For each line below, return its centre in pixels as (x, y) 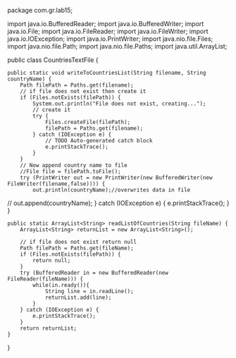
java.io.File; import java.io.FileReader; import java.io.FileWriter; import (108, 31)
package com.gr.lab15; (40, 10)
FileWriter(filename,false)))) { (56, 184)
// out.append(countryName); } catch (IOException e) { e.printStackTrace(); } (118, 203)
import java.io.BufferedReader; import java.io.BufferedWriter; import (106, 24)
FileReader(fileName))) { (45, 279)
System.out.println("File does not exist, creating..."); (119, 104)
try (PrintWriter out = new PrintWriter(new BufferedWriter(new (116, 178)
